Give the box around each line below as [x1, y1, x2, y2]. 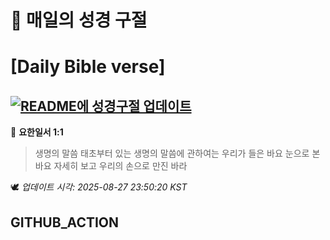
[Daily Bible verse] [10, 56, 166, 78]
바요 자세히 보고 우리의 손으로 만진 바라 [34, 160, 188, 172]
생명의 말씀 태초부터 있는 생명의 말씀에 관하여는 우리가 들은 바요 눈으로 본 [34, 147, 321, 160]
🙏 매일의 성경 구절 [10, 9, 148, 32]
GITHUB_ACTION [10, 214, 120, 231]
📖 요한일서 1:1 [10, 126, 64, 138]
